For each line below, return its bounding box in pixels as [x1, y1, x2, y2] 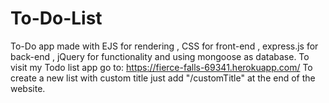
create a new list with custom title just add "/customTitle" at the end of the [10, 72, 316, 84]
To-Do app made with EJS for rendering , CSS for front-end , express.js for [10, 40, 319, 52]
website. [10, 82, 46, 94]
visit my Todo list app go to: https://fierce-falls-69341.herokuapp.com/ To [10, 61, 313, 73]
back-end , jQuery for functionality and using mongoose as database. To [10, 50, 310, 62]
